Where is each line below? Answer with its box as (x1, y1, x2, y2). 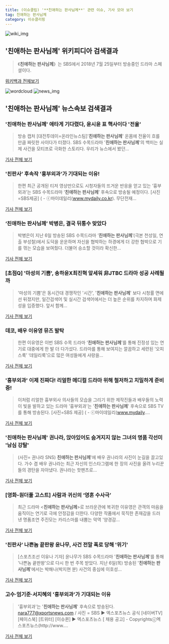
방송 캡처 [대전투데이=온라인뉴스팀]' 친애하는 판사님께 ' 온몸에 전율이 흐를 (17, 133, 160, 139)
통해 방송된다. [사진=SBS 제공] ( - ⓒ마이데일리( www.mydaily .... (23, 409, 150, 415)
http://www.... (39, 622, 68, 628)
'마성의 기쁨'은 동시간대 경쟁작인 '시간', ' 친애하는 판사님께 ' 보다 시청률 (17, 289, 155, 296)
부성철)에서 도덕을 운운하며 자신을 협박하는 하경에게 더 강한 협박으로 (23, 239, 157, 245)
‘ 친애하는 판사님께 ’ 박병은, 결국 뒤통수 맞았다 (5, 220, 107, 227)
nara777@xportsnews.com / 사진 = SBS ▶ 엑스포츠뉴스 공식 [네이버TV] (17, 610, 163, 616)
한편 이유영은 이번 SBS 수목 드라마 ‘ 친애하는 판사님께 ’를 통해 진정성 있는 (17, 339, 159, 346)
